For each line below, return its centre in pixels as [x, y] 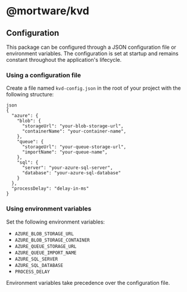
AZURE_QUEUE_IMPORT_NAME [46, 253]
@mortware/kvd [48, 11]
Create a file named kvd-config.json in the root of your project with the [93, 88]
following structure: [30, 95]
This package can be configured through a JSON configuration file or [91, 47]
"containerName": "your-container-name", [74, 131]
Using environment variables [49, 209]
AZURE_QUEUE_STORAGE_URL [46, 246]
